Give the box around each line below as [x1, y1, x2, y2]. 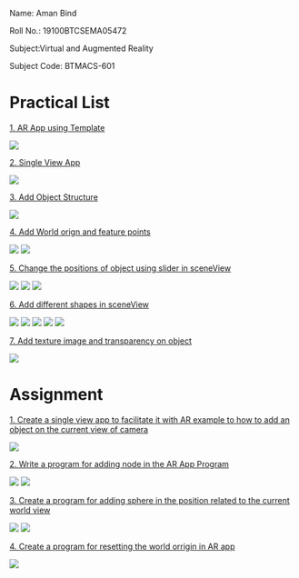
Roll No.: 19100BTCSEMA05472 [9, 25, 127, 35]
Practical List [9, 93, 111, 113]
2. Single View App [9, 156, 81, 167]
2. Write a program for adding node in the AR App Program [9, 458, 230, 469]
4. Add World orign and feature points [9, 226, 152, 237]
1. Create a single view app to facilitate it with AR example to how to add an [9, 414, 291, 425]
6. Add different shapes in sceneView [9, 299, 150, 310]
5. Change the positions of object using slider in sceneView [9, 263, 232, 274]
